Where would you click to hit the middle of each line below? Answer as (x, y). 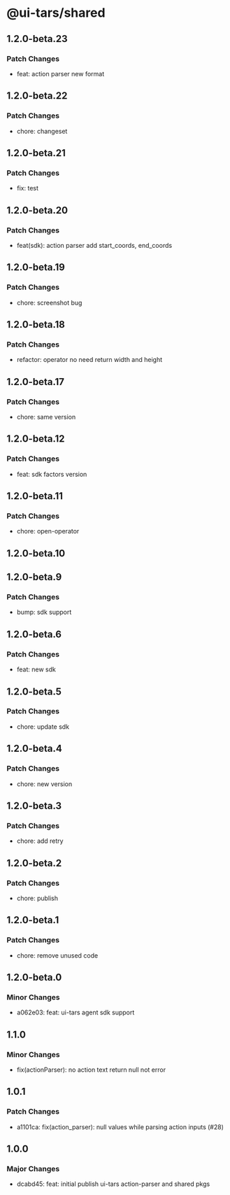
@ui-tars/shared (56, 13)
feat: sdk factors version (52, 474)
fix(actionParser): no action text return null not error (91, 1070)
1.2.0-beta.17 (35, 382)
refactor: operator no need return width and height (89, 360)
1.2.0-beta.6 (34, 634)
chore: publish (37, 898)
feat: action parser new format (60, 74)
